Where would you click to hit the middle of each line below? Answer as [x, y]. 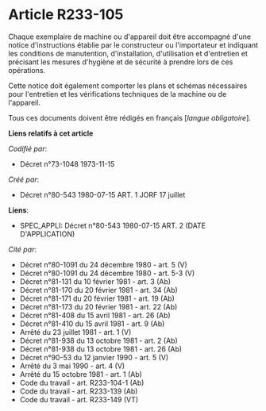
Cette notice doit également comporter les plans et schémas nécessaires [128, 86]
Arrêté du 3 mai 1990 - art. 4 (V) [72, 366]
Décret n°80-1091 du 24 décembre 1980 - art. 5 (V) [104, 264]
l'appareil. [25, 102]
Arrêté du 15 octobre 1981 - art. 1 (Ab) [81, 374]
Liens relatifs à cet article [51, 133]
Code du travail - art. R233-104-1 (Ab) [82, 382]
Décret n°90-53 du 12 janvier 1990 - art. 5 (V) [94, 357]
